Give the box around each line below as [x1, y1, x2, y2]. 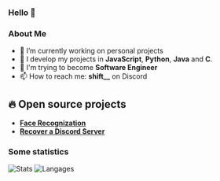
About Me [8, 28, 47, 39]
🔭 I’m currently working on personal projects [19, 46, 163, 56]
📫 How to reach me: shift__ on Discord [19, 72, 148, 81]
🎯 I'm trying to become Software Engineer [19, 63, 158, 72]
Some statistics [8, 146, 69, 157]
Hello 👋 [8, 7, 36, 18]
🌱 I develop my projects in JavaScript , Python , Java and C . [19, 54, 213, 64]
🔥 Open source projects [8, 98, 126, 111]
